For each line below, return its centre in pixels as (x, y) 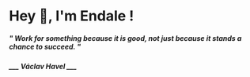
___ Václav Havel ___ (43, 67)
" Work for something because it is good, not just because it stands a (125, 38)
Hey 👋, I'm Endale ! (72, 16)
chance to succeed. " (45, 46)
